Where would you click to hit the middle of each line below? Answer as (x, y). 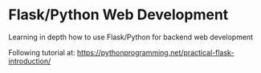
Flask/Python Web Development (118, 15)
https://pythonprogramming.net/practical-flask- (155, 52)
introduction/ (30, 61)
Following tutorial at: (42, 52)
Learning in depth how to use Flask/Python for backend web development (131, 37)
